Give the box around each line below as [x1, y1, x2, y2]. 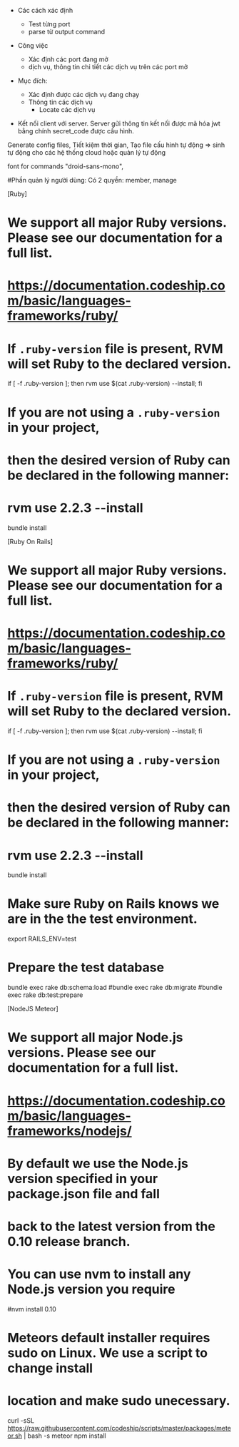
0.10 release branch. [7, 1233, 131, 1249]
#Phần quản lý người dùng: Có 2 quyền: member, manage [7, 176, 177, 184]
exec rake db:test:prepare [7, 991, 83, 999]
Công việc [17, 41, 49, 49]
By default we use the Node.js [7, 1155, 189, 1172]
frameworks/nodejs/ [7, 1123, 132, 1139]
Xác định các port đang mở [28, 55, 108, 63]
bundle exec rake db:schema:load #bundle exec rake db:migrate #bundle [7, 983, 223, 992]
